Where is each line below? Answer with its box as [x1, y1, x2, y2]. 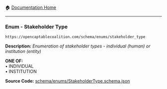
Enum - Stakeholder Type [5, 23, 68, 30]
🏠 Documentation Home [5, 4, 56, 10]
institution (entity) [5, 48, 41, 54]
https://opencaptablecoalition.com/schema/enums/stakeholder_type [5, 35, 146, 40]
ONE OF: [5, 58, 23, 64]
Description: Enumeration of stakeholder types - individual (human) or [5, 43, 151, 49]
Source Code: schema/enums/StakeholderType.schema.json [5, 78, 130, 84]
